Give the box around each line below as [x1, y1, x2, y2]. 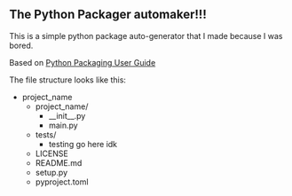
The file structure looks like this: [9, 74, 127, 85]
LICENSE [35, 148, 68, 159]
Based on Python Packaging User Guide [9, 57, 156, 67]
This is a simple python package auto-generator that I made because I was [9, 30, 283, 41]
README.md [35, 157, 83, 168]
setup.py [35, 167, 68, 177]
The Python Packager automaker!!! [9, 7, 207, 22]
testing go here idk [48, 138, 118, 149]
